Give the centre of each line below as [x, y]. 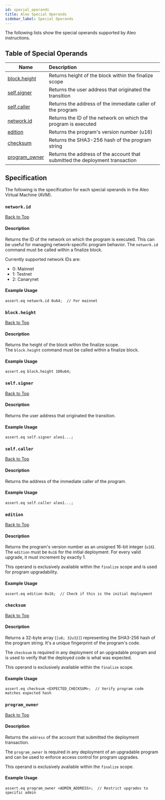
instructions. [18, 38]
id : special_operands [27, 10]
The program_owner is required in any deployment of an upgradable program [82, 752]
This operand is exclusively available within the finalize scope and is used [81, 567]
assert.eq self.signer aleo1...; [39, 437]
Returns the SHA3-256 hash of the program [100, 140]
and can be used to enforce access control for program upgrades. [72, 757]
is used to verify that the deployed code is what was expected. [69, 658]
